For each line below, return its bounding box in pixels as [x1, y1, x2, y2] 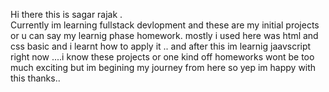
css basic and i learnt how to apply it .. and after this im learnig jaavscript [10, 40, 312, 52]
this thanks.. [10, 72, 61, 84]
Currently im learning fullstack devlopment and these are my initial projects [10, 19, 320, 31]
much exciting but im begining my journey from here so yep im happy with [10, 62, 317, 73]
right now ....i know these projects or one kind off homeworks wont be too [10, 51, 315, 63]
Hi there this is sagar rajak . [10, 9, 123, 20]
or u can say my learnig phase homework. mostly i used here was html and [10, 30, 319, 41]
